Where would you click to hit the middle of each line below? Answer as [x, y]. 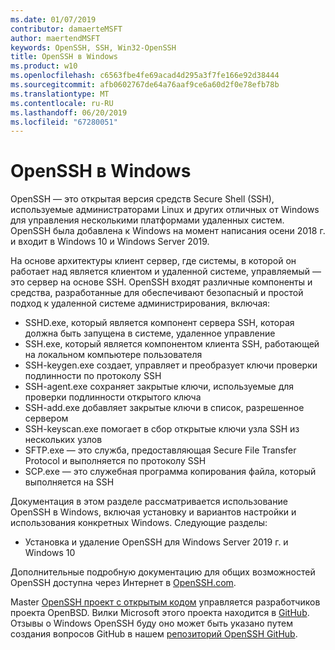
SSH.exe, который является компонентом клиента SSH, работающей [172, 344]
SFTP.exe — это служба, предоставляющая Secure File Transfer [160, 450]
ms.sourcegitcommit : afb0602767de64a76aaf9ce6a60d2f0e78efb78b [145, 85]
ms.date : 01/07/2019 [53, 19]
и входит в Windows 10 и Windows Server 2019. [110, 242]
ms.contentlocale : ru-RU [62, 103]
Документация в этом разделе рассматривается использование [149, 502]
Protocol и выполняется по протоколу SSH [115, 461]
